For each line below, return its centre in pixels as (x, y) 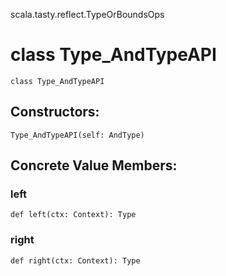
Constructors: (55, 112)
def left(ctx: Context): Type (73, 215)
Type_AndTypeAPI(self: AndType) (77, 135)
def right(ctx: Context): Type (75, 260)
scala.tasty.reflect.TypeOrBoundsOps (87, 14)
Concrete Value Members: (94, 165)
